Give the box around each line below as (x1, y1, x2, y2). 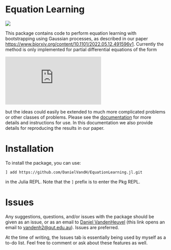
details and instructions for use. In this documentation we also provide (5, 119, 153, 126)
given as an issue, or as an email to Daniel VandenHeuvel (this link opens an (5, 219, 165, 225)
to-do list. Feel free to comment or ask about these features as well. (5, 239, 148, 246)
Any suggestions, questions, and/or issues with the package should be (5, 213, 154, 219)
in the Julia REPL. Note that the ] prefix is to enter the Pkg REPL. (5, 178, 140, 185)
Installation (5, 143, 54, 154)
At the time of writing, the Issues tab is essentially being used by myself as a (5, 234, 166, 240)
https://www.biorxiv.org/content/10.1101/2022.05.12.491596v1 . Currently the (5, 41, 164, 47)
